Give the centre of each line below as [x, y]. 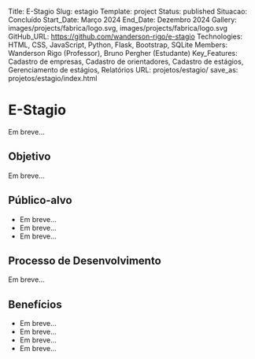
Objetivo [30, 157]
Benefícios [35, 304]
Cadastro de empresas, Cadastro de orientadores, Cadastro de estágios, [126, 61]
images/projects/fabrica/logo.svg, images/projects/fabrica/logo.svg [118, 28]
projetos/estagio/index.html [53, 78]
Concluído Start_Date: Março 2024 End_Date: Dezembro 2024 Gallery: [123, 20]
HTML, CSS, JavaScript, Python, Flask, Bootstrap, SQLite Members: [118, 45]
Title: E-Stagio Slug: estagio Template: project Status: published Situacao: [128, 11]
